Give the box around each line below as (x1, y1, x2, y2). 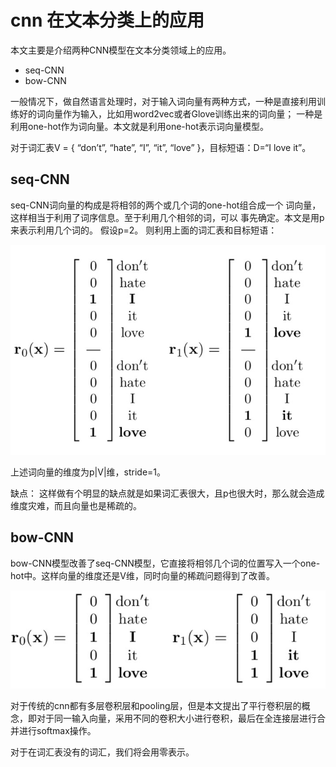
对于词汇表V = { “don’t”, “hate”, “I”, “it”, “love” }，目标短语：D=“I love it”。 (10, 141, 312, 153)
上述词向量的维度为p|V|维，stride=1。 (10, 466, 167, 478)
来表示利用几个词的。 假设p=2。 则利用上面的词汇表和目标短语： (10, 224, 278, 236)
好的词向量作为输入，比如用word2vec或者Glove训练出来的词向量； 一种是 (18, 107, 323, 120)
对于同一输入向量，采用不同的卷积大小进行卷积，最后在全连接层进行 (36, 712, 317, 724)
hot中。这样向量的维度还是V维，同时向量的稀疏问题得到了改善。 (10, 569, 275, 581)
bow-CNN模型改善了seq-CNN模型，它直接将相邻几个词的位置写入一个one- (10, 557, 321, 569)
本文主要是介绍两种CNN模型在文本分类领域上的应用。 (10, 44, 232, 56)
